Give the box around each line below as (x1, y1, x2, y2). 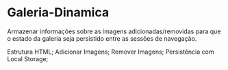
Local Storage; (7, 54, 49, 63)
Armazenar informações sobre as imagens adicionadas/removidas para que (7, 27, 221, 35)
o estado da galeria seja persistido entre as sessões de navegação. (7, 34, 197, 42)
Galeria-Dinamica (7, 5, 110, 20)
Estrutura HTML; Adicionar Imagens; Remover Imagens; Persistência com (7, 48, 214, 56)
